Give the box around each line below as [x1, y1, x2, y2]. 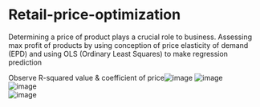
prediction [8, 57, 43, 67]
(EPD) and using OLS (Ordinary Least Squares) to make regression [8, 49, 229, 58]
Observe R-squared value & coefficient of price [8, 73, 165, 82]
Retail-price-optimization [8, 6, 181, 24]
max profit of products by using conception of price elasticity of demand [8, 40, 249, 50]
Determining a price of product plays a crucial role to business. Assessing [8, 32, 253, 42]
